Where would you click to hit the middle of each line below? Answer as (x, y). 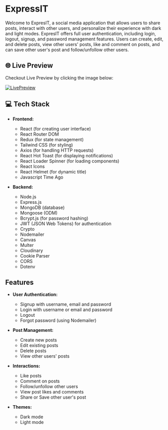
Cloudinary (32, 250)
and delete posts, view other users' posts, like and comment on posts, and (82, 44)
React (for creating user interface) (55, 128)
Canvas (28, 240)
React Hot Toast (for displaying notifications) (67, 155)
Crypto (27, 229)
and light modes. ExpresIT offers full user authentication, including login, (81, 33)
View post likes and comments (52, 392)
